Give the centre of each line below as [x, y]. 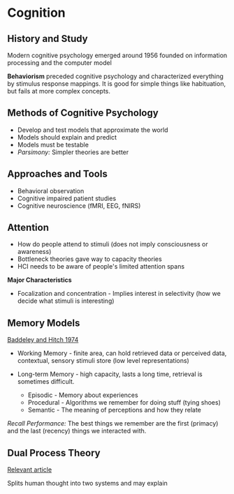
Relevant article [30, 470]
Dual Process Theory [54, 452]
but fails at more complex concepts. [59, 91]
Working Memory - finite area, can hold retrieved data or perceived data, [122, 353]
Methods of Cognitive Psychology [83, 113]
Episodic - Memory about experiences [83, 395]
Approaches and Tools [58, 174]
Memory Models [44, 323]
